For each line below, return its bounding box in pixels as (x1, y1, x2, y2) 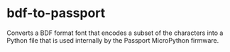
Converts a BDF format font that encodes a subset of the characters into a (6, 28, 224, 37)
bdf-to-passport (6, 5, 106, 21)
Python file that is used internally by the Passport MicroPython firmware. (6, 36, 219, 44)
